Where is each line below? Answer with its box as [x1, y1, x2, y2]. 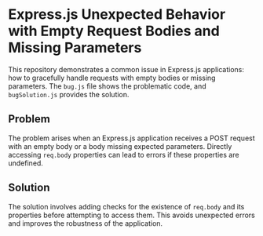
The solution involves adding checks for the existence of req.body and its [8, 202, 245, 211]
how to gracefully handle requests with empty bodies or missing [8, 73, 216, 82]
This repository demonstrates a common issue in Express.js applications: [8, 64, 245, 74]
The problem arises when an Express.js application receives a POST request [8, 133, 255, 143]
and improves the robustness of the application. [8, 218, 163, 228]
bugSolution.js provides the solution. [8, 89, 130, 99]
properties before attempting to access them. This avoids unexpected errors [8, 210, 255, 220]
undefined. [8, 158, 43, 168]
